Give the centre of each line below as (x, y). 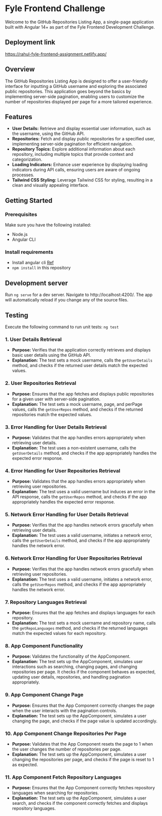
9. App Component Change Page (44, 695)
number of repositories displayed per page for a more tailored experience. (79, 101)
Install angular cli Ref (33, 263)
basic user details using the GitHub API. (52, 355)
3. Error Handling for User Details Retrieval (56, 427)
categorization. (27, 159)
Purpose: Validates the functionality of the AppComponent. (71, 656)
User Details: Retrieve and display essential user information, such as (81, 129)
